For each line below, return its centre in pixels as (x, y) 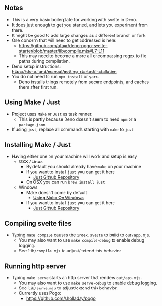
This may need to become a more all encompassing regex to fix (82, 56)
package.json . (32, 124)
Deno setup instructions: (36, 66)
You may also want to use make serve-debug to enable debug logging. (88, 283)
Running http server (35, 266)
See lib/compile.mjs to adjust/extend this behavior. (70, 251)
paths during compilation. (44, 61)
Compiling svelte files (38, 223)
